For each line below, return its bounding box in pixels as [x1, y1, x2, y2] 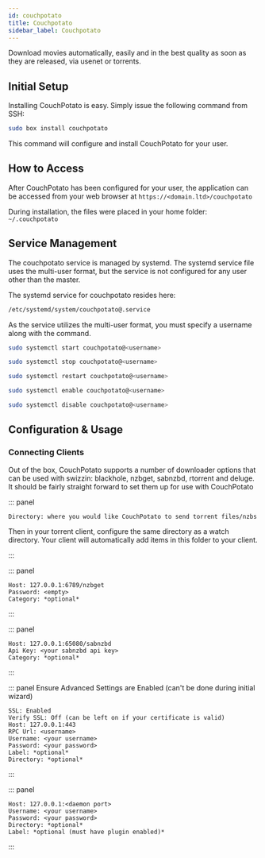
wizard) [8, 691, 33, 701]
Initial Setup [8, 79, 69, 93]
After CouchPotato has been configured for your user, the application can [8, 183, 248, 192]
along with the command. [8, 328, 91, 338]
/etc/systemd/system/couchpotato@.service [8, 305, 151, 314]
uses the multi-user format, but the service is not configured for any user [8, 266, 248, 276]
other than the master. [8, 275, 81, 284]
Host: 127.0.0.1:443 [8, 721, 77, 729]
